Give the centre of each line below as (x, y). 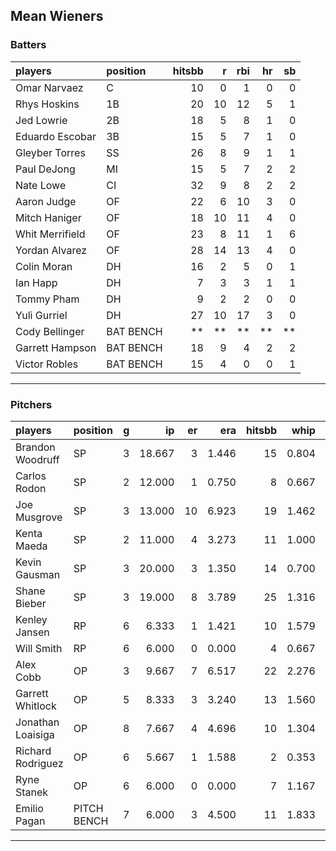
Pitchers (31, 404)
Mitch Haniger (48, 217)
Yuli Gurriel (41, 315)
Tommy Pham (47, 299)
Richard (33, 751)
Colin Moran (44, 266)
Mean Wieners (57, 16)
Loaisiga (35, 734)
